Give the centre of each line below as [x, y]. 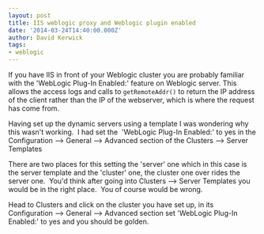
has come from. [34, 108]
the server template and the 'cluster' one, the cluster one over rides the [124, 172]
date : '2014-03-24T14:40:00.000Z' [65, 30]
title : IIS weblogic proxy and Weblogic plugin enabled [102, 23]
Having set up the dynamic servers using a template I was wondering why [128, 124]
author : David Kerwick [45, 38]
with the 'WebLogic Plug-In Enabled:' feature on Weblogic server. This [123, 83]
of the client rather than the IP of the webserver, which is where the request [131, 100]
